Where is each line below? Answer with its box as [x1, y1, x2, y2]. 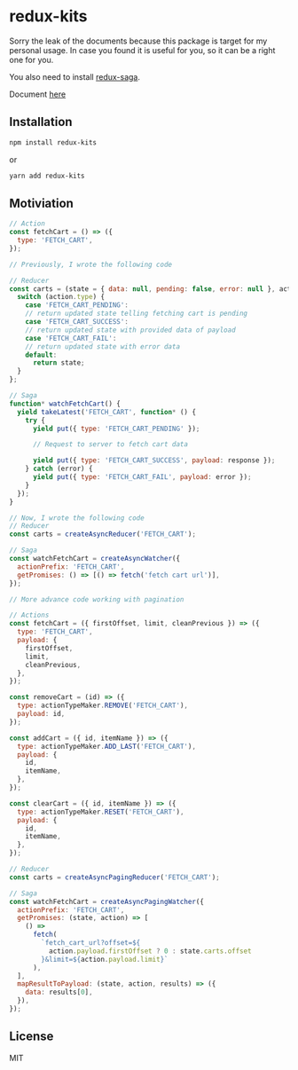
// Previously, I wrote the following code [9, 260, 173, 269]
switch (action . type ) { [17, 293, 105, 302]
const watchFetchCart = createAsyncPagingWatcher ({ [9, 897, 204, 906]
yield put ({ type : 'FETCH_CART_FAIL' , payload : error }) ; [32, 473, 252, 482]
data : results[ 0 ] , [25, 987, 93, 997]
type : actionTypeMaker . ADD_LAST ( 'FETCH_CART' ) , [17, 742, 197, 751]
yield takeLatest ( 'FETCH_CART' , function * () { [17, 407, 197, 416]
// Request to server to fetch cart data [32, 440, 189, 449]
